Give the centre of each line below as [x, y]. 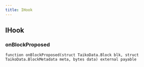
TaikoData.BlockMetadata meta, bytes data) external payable [71, 59]
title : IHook [19, 10]
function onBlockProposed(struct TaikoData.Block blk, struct [72, 55]
